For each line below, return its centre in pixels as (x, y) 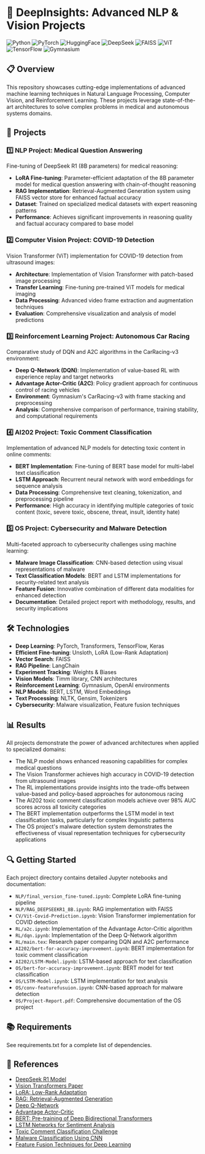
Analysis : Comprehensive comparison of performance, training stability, (107, 410)
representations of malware (50, 569)
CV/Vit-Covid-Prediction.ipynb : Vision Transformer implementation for (106, 916)
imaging (25, 294)
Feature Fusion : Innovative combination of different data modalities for (105, 589)
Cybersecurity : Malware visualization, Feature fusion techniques (97, 705)
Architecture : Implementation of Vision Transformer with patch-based (104, 274)
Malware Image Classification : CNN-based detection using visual (99, 562)
